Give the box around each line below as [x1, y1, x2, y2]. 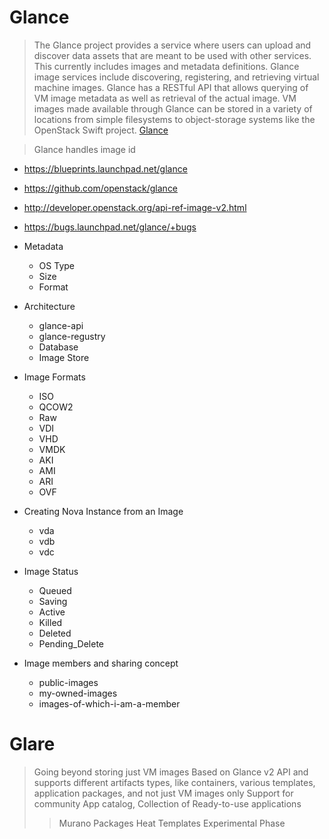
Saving [38, 595, 68, 607]
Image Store [38, 351, 90, 363]
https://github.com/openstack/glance [23, 182, 179, 194]
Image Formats [23, 371, 86, 383]
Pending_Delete [38, 637, 104, 650]
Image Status [23, 565, 79, 577]
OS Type [38, 259, 75, 271]
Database [38, 341, 79, 353]
